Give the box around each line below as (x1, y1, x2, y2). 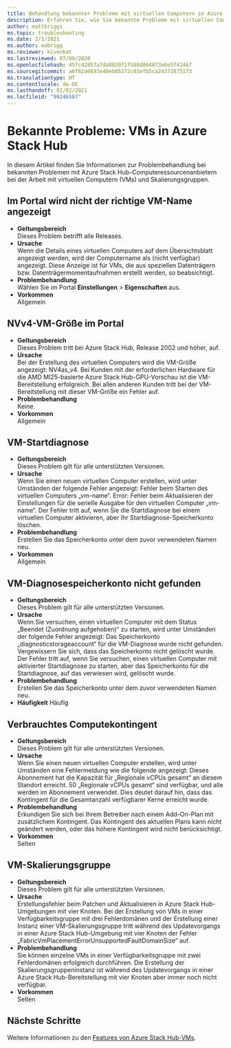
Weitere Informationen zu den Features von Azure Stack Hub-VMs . (7, 1033, 197, 1042)
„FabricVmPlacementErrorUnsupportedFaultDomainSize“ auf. (16, 936, 190, 945)
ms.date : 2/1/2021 (7, 36, 60, 43)
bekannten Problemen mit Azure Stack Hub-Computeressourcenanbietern (7, 168, 217, 176)
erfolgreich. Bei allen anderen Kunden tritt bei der (58, 380, 198, 388)
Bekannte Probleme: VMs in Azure (7, 123, 208, 139)
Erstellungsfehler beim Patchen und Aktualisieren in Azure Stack (16, 900, 199, 908)
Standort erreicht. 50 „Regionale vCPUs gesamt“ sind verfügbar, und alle (16, 781, 223, 789)
